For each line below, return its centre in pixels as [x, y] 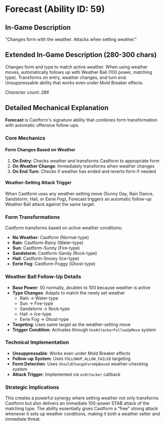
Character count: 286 [27, 92]
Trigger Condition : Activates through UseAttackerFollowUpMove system [84, 330]
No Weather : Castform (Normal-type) [51, 238]
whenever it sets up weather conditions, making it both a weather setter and [82, 414]
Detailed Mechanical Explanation [57, 108]
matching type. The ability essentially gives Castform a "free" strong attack [82, 409]
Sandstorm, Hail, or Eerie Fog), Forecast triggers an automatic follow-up [78, 199]
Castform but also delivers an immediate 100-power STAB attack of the [77, 403]
